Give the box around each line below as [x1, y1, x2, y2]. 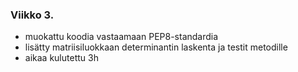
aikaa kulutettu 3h [24, 52, 99, 64]
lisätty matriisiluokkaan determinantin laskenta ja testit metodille [24, 41, 288, 53]
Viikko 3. [10, 8, 55, 22]
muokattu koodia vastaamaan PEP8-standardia [24, 31, 219, 43]
